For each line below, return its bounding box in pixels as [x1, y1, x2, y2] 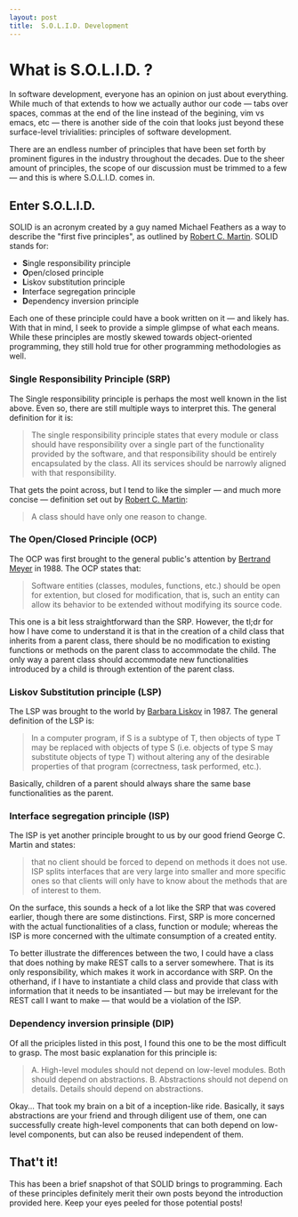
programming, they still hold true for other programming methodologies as [9, 342, 282, 352]
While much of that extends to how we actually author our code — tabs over [9, 99, 289, 109]
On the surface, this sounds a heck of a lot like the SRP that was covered [9, 902, 276, 913]
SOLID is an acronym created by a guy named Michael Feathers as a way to [9, 222, 286, 232]
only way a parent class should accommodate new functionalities [9, 654, 249, 665]
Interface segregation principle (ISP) [9, 810, 171, 823]
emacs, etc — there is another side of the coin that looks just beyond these [9, 117, 285, 128]
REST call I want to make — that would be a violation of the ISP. [9, 995, 242, 1006]
